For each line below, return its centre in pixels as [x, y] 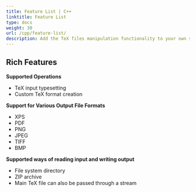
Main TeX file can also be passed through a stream [76, 183]
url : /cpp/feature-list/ [36, 33]
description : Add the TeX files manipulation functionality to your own [96, 39]
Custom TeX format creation [48, 94]
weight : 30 [19, 28]
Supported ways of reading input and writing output [70, 159]
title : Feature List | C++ [39, 11]
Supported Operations [34, 76]
